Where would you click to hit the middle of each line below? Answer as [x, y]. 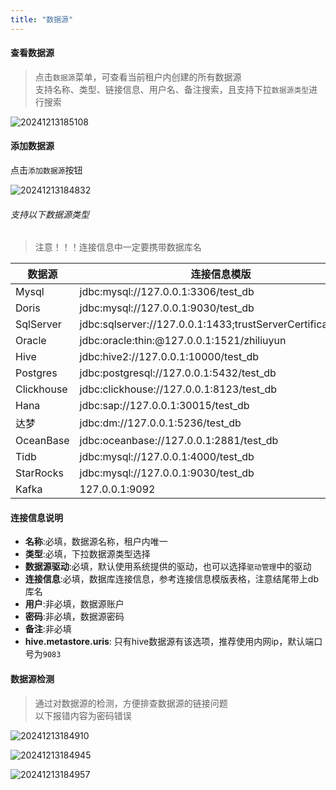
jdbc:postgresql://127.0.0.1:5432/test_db [178, 373]
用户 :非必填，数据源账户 [74, 604]
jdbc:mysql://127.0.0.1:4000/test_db [167, 457]
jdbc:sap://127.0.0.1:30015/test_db [164, 406]
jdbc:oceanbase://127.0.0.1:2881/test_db [179, 441]
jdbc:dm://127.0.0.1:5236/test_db [160, 423]
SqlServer [38, 324]
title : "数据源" [42, 19]
